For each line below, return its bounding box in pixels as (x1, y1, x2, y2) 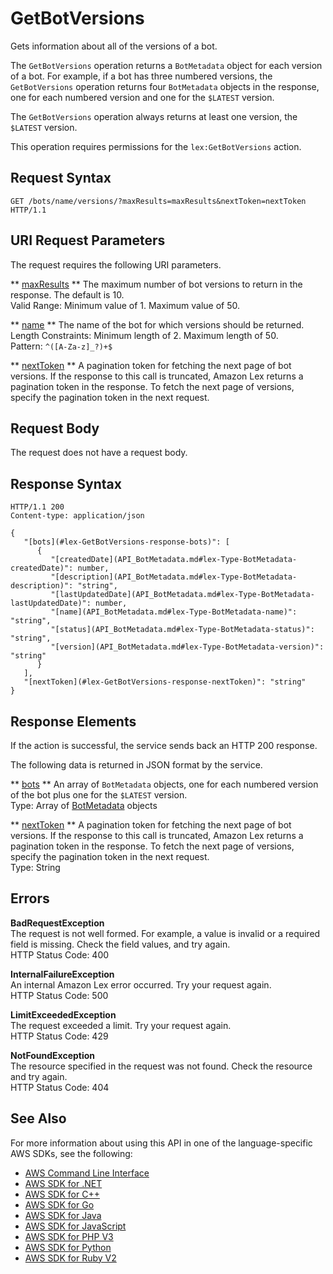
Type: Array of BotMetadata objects (10, 800, 158, 811)
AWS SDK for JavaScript (24, 1220, 127, 1232)
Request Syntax (10, 170, 112, 187)
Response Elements (10, 713, 137, 730)
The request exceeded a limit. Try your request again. (10, 1019, 232, 1031)
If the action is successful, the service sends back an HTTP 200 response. (10, 740, 318, 751)
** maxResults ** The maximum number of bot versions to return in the (10, 278, 303, 290)
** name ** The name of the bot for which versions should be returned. (10, 318, 305, 331)
